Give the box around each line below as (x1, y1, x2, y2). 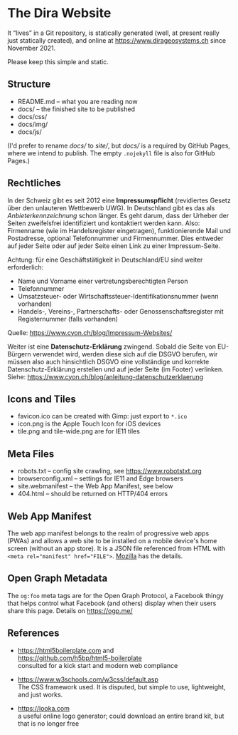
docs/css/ (17, 112, 48, 120)
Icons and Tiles (7, 393, 77, 405)
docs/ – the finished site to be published (17, 105, 135, 113)
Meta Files (7, 448, 55, 460)
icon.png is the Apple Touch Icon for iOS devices (17, 419, 161, 428)
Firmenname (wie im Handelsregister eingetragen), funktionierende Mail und (7, 226, 231, 235)
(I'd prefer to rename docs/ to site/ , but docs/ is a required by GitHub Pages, (7, 141, 231, 150)
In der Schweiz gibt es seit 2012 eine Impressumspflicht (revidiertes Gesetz (7, 196, 231, 205)
